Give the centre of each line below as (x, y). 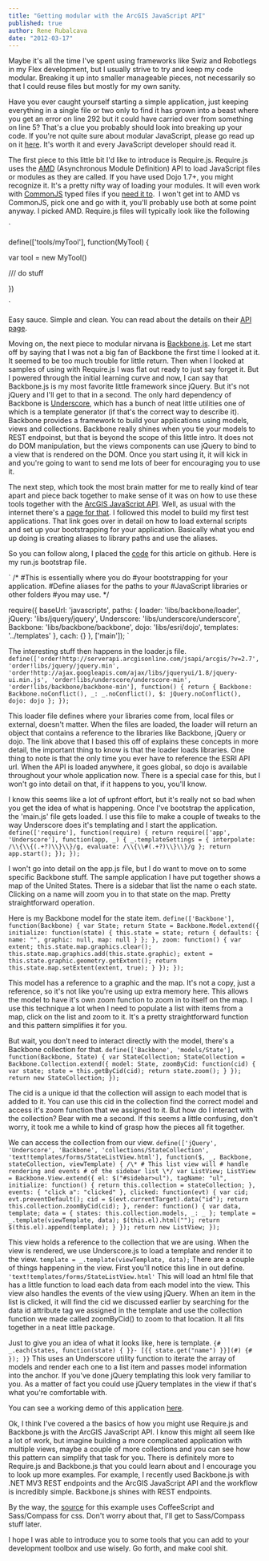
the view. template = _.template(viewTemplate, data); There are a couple (131, 1260)
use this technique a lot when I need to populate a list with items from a (126, 1008)
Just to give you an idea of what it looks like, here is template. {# (114, 1343)
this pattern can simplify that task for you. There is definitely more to (121, 1458)
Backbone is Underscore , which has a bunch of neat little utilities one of (127, 403)
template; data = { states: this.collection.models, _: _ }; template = (132, 1214)
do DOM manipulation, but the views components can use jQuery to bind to (132, 446)
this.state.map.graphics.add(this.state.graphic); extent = (111, 954)
